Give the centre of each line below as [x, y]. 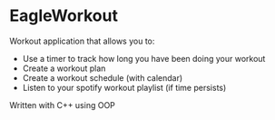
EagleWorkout [64, 16]
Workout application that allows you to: [82, 41]
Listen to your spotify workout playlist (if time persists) [124, 87]
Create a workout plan [64, 68]
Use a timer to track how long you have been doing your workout [144, 58]
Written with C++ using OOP [63, 105]
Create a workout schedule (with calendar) [103, 77]
